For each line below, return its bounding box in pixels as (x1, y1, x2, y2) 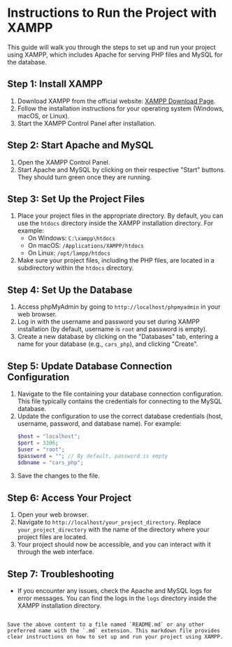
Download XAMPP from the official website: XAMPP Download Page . (17, 97, 216, 105)
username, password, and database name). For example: (17, 419, 182, 428)
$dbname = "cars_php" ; (17, 459, 84, 466)
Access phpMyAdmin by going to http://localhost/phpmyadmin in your (17, 302, 221, 311)
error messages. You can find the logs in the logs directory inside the (17, 594, 217, 602)
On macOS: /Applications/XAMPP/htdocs (27, 242, 145, 250)
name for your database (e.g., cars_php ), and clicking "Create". (17, 340, 198, 348)
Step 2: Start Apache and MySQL (7, 139, 154, 151)
